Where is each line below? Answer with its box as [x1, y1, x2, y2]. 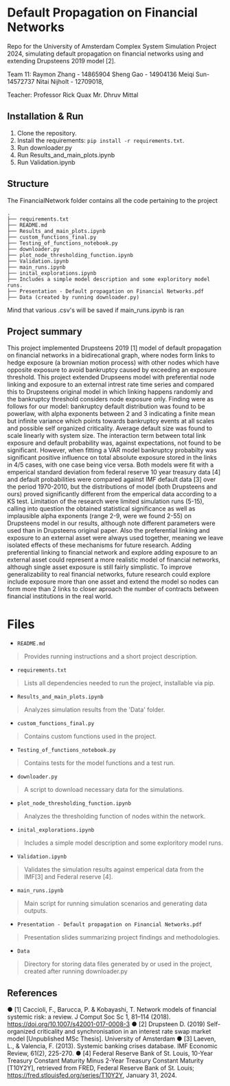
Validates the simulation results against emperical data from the [23, 865, 204, 874]
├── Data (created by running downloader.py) [7, 293, 139, 300]
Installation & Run [7, 111, 84, 122]
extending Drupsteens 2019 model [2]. [7, 56, 116, 65]
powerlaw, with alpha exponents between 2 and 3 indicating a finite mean [7, 410, 216, 418]
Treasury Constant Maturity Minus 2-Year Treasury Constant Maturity [7, 1056, 204, 1065]
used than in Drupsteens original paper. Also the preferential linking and [7, 527, 210, 535]
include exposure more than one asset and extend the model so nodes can [7, 577, 219, 586]
